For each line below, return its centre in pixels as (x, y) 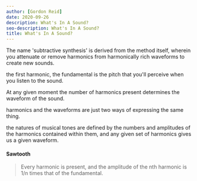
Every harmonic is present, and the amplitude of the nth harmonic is (104, 167)
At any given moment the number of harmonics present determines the (93, 92)
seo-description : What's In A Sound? (53, 28)
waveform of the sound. (36, 99)
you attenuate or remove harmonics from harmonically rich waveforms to (96, 57)
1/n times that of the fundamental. (62, 173)
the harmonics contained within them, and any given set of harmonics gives (99, 134)
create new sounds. (30, 63)
